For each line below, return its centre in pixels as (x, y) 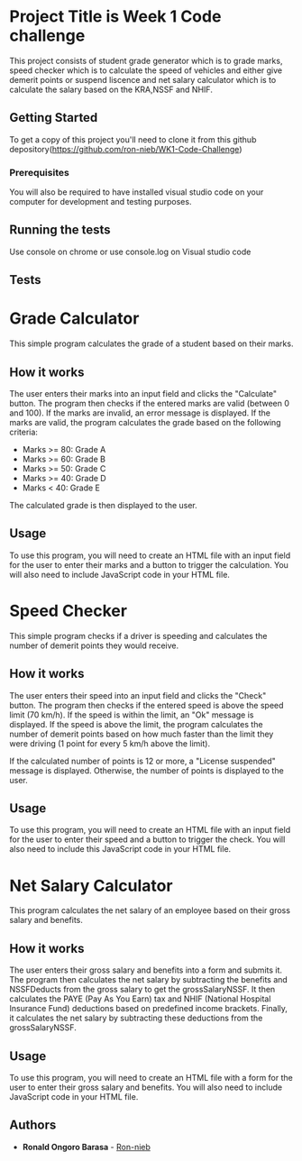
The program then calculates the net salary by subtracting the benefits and (149, 980)
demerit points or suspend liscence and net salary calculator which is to (143, 79)
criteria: (24, 432)
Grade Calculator (74, 319)
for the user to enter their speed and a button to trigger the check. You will (147, 839)
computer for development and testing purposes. (101, 202)
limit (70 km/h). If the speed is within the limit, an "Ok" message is (132, 715)
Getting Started (54, 118)
